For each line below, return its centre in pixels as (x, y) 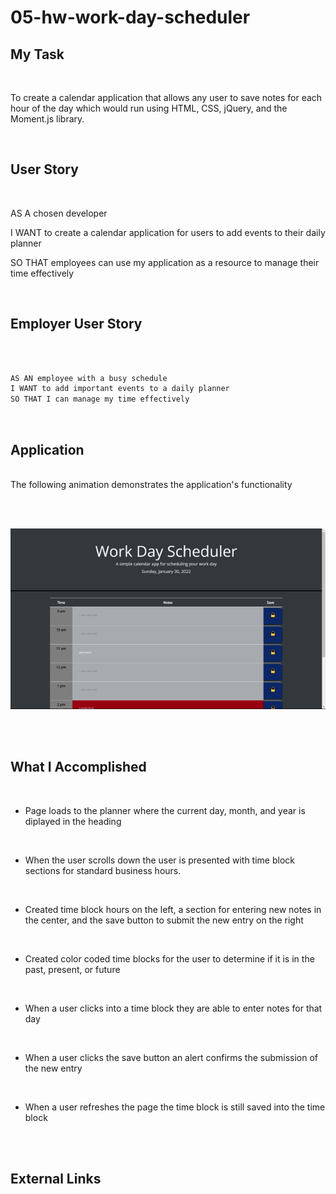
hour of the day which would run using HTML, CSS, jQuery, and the (149, 108)
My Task (37, 54)
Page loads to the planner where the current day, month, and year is (165, 810)
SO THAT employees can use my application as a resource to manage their (165, 262)
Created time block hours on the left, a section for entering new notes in (173, 909)
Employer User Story (76, 324)
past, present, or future (72, 969)
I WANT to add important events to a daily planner (120, 389)
